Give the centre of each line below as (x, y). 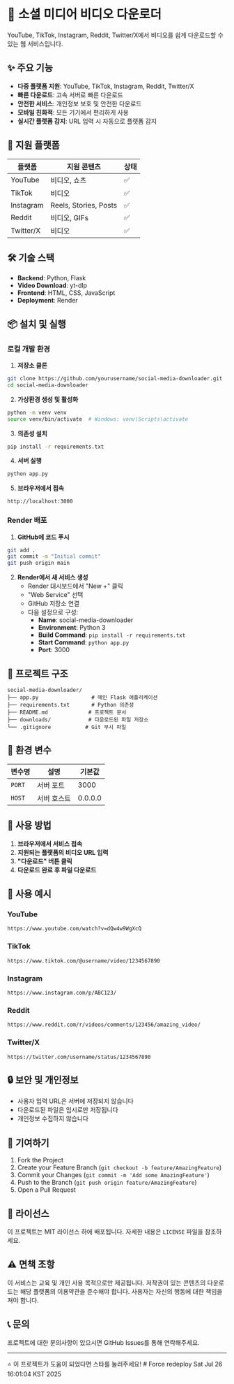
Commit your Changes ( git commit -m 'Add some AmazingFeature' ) (114, 1175)
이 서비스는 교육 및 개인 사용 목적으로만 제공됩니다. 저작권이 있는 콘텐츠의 (107, 1283)
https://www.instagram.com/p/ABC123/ (62, 993)
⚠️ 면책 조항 (31, 1265)
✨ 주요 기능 (30, 68)
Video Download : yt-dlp (52, 286)
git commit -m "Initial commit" (54, 556)
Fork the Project (40, 1160)
